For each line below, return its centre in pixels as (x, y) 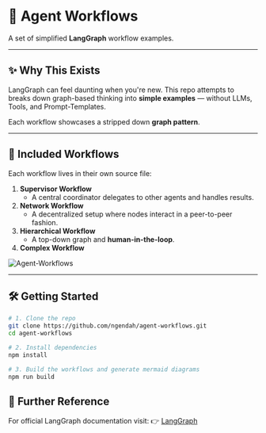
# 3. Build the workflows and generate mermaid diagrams (104, 369)
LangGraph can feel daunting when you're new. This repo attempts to (122, 90)
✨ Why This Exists (54, 71)
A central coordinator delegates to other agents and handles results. (143, 197)
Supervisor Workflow (56, 189)
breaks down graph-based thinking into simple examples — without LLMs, (130, 98)
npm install (28, 355)
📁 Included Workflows (64, 154)
